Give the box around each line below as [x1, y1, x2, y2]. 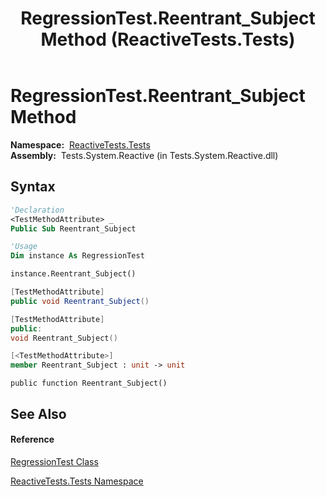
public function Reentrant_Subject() [10, 378, 168, 389]
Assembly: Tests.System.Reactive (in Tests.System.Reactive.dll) [10, 149, 279, 161]
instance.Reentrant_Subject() [10, 269, 137, 279]
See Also [10, 405, 67, 422]
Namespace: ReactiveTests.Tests [10, 138, 151, 151]
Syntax [10, 178, 56, 196]
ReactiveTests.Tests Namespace [10, 475, 144, 487]
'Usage [10, 242, 38, 252]
